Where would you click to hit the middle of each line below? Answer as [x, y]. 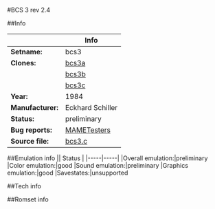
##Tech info [24, 186]
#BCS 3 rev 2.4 [29, 10]
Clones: [23, 63]
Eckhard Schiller [91, 108]
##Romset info [28, 199]
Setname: [26, 52]
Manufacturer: [35, 108]
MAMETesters [88, 130]
